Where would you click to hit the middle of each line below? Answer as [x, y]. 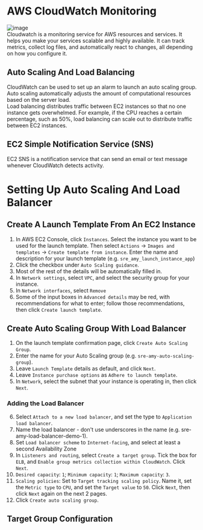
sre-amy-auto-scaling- [166, 356]
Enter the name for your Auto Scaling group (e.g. [76, 356]
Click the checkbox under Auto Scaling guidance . [77, 265]
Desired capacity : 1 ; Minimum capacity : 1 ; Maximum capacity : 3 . [93, 474]
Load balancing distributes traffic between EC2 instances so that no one [96, 106]
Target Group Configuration [60, 519]
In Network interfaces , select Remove [61, 290]
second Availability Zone [46, 449]
